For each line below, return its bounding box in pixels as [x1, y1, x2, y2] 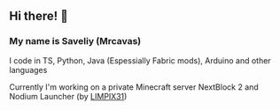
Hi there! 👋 [9, 9, 69, 24]
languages [9, 64, 48, 75]
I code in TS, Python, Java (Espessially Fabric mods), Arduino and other [9, 55, 272, 66]
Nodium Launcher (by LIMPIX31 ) [9, 91, 128, 101]
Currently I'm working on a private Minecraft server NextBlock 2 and [9, 81, 259, 92]
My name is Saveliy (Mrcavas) [9, 35, 142, 48]
